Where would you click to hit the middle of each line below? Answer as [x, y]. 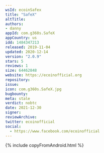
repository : [18, 80]
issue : [12, 84]
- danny [13, 29]
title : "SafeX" [21, 15]
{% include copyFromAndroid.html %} [44, 145]
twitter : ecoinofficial [30, 122]
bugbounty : [17, 94]
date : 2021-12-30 [23, 108]
